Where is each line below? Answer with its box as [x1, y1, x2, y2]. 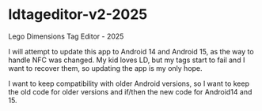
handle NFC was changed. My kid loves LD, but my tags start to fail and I [8, 55, 245, 65]
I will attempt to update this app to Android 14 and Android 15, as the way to [8, 46, 255, 56]
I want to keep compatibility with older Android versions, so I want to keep [8, 79, 249, 88]
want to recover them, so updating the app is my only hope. [8, 63, 203, 72]
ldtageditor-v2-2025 [8, 6, 148, 24]
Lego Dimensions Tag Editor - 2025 [8, 31, 124, 41]
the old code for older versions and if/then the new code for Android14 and [8, 87, 253, 96]
